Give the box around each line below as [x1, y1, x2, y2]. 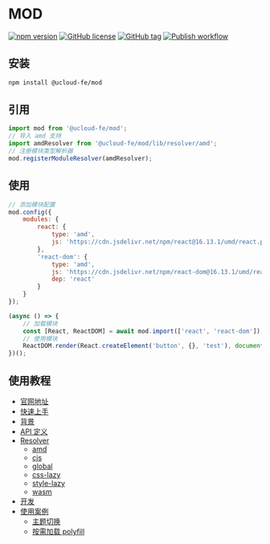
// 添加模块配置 [8, 200, 55, 209]
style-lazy [31, 478, 66, 488]
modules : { [22, 215, 59, 223]
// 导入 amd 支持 [8, 132, 62, 141]
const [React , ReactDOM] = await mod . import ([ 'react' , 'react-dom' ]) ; [22, 327, 264, 335]
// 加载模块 [22, 319, 58, 328]
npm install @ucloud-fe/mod [8, 78, 103, 87]
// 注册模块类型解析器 [8, 147, 74, 155]
